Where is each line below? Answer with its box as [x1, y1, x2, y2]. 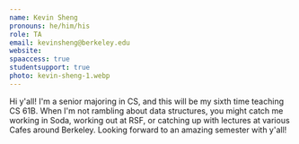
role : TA [9, 30, 42, 38]
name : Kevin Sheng [9, 13, 78, 22]
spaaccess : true [9, 55, 70, 64]
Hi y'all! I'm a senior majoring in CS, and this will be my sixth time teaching [9, 96, 285, 106]
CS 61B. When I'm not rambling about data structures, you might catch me [9, 105, 284, 116]
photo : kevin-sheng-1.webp [9, 72, 110, 80]
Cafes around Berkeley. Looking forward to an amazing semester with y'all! [9, 124, 287, 135]
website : [9, 47, 42, 55]
